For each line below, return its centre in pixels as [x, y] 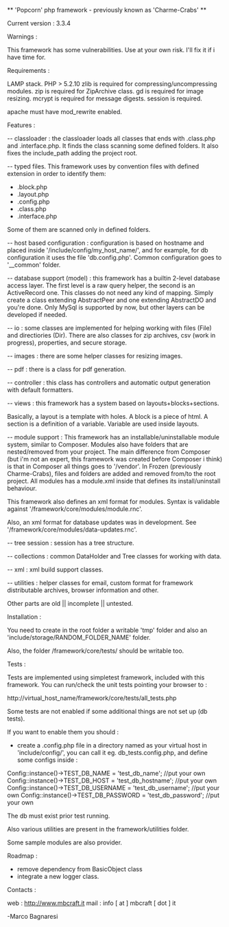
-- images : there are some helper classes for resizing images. [95, 356]
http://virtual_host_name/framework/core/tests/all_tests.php [92, 698]
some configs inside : [47, 760]
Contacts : [22, 890]
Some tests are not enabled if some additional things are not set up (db [107, 711]
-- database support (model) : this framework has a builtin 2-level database [114, 278]
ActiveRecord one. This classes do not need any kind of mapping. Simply [110, 293]
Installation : [24, 617]
